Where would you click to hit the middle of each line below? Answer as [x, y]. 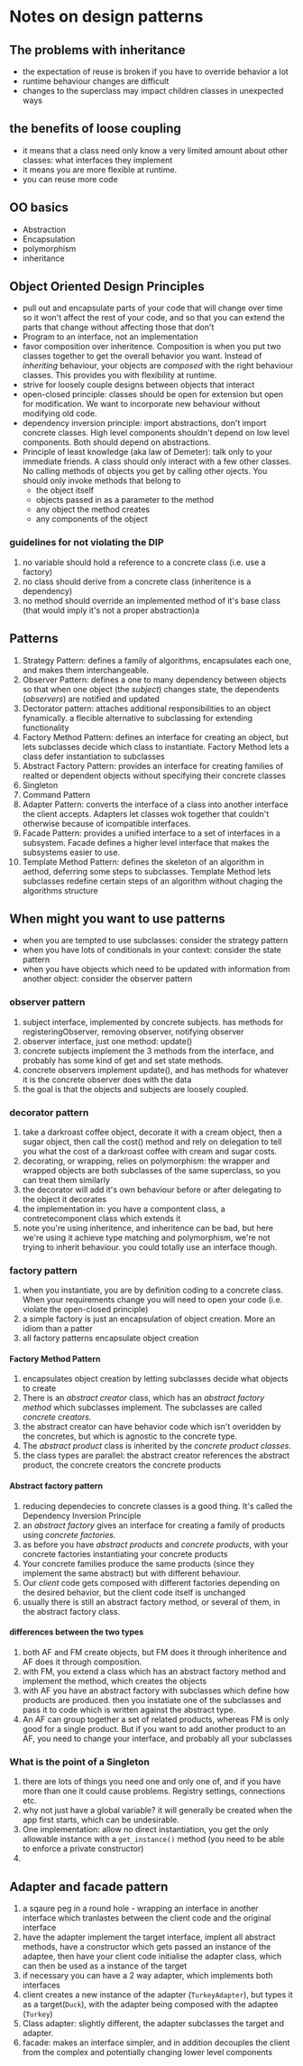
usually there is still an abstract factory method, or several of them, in [151, 1602]
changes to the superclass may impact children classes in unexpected [153, 91]
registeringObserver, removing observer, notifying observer [133, 1032]
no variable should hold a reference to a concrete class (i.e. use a [144, 562]
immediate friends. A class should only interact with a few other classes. [156, 461]
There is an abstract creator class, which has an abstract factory [143, 1398]
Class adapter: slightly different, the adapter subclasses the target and [153, 2023]
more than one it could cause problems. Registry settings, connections [154, 1791]
